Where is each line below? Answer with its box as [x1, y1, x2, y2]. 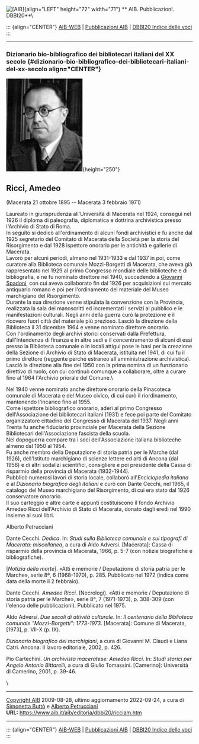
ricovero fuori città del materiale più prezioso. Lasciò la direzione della [6, 317, 178, 325]
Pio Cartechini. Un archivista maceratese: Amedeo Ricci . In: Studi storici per [6, 656, 192, 663]
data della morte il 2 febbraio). [6, 578, 80, 585]
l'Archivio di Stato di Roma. [6, 223, 72, 230]
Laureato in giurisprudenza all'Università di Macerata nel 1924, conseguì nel [6, 211, 191, 218]
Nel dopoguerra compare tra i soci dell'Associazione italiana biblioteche [6, 436, 181, 443]
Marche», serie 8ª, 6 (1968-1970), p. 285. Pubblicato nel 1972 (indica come [6, 571, 189, 578]
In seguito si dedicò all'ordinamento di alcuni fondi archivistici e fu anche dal [6, 229, 192, 237]
